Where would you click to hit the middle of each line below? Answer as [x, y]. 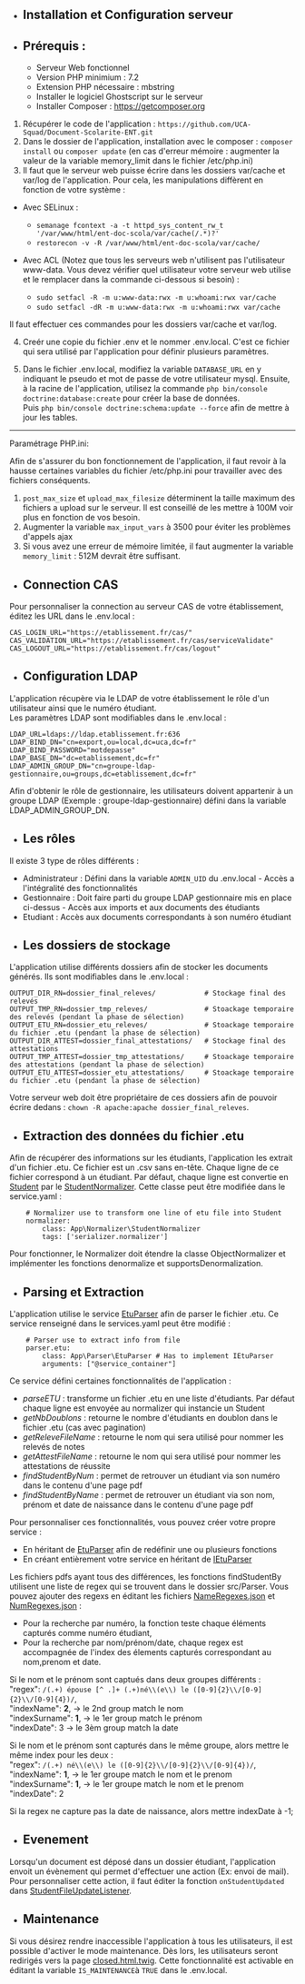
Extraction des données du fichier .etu [133, 1136]
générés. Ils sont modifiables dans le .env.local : [99, 977]
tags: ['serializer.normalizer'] [105, 1237]
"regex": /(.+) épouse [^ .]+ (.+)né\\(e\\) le [99, 1690]
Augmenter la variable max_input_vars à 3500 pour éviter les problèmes [157, 527]
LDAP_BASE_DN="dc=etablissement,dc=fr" [85, 758]
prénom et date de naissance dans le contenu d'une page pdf [138, 1505]
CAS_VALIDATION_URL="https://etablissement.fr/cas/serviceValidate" [142, 641]
